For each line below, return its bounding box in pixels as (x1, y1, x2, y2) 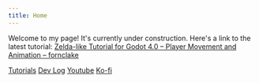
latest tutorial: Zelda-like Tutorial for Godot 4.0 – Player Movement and (8, 41, 237, 51)
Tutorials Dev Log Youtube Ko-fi (8, 65, 113, 75)
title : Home (8, 11, 47, 20)
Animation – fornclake (8, 50, 79, 59)
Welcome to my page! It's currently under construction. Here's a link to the (8, 33, 251, 43)
